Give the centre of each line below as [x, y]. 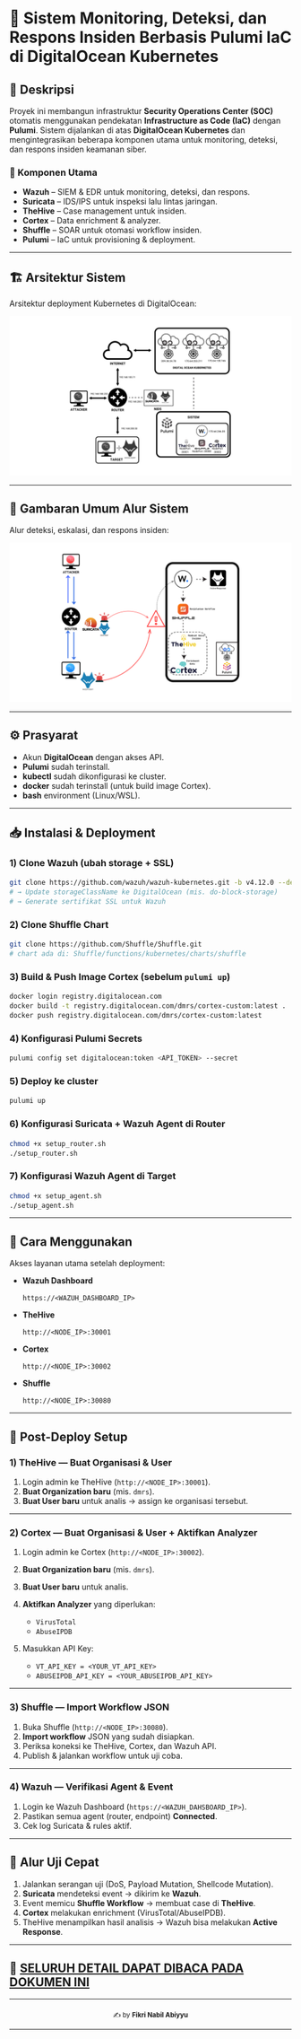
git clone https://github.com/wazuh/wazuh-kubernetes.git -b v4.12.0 [142, 883]
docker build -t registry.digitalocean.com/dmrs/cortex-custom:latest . [148, 1006]
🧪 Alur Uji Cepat [54, 1863]
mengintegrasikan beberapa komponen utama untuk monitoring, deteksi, [144, 140]
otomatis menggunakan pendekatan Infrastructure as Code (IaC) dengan [145, 121]
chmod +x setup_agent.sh [56, 1196]
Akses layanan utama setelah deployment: [87, 1264]
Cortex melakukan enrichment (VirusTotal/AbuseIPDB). [124, 1912]
